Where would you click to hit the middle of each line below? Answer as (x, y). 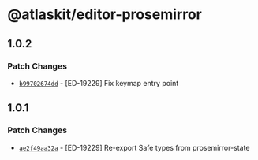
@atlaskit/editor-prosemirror (105, 15)
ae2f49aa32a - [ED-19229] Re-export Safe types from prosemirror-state (134, 147)
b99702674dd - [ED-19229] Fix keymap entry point (99, 83)
